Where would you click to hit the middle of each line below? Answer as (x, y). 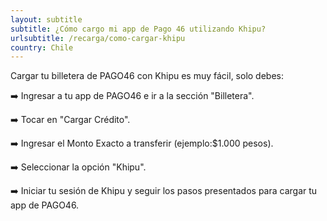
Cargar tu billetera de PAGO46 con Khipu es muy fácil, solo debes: (147, 76)
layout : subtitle (46, 19)
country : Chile (42, 47)
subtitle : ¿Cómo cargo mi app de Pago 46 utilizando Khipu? (138, 29)
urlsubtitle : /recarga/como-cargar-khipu (98, 38)
